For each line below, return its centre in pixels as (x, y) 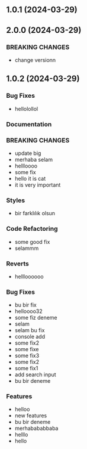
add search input (35, 374)
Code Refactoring (32, 229)
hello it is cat (30, 178)
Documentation (29, 124)
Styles (16, 200)
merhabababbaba (36, 428)
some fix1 (26, 369)
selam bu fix (30, 330)
